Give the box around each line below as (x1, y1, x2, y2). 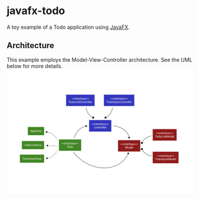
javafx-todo (6, 4, 65, 18)
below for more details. (6, 62, 63, 69)
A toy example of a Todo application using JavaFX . (6, 24, 130, 31)
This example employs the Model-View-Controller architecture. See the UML (6, 56, 193, 63)
